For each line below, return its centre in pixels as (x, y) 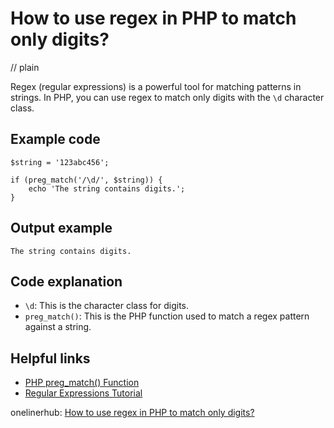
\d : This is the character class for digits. (107, 306)
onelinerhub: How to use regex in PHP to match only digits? (132, 413)
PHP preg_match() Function (82, 383)
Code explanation (66, 281)
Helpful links (50, 358)
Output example (61, 228)
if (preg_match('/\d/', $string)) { (86, 180)
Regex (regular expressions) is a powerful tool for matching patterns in (156, 86)
